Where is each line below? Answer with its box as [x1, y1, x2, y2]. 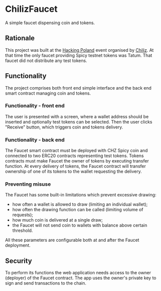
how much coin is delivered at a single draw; [12, 217, 103, 223]
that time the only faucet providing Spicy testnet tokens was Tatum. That [5, 52, 153, 58]
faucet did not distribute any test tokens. [5, 58, 87, 64]
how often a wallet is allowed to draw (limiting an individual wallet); [12, 201, 148, 207]
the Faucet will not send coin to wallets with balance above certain [12, 223, 148, 228]
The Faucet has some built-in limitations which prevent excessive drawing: [5, 192, 157, 198]
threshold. [12, 227, 33, 233]
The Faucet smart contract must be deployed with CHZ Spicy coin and [5, 148, 148, 154]
